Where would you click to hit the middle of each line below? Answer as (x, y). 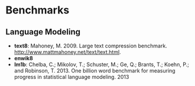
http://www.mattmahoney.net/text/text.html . (68, 52)
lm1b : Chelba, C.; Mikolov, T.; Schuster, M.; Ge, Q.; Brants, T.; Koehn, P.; (102, 64)
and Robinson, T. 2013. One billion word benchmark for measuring (95, 70)
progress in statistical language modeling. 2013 (71, 77)
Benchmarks (38, 10)
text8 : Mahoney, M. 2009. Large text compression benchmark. (91, 46)
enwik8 (23, 58)
